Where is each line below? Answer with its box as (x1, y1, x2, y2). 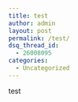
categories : (8, 57, 48, 65)
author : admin (8, 19, 56, 27)
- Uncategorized (15, 64, 70, 72)
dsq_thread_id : (8, 42, 60, 50)
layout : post (8, 27, 52, 35)
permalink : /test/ (8, 34, 70, 43)
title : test (8, 11, 48, 20)
